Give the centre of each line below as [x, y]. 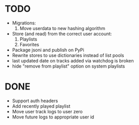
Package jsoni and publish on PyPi [48, 50]
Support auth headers [35, 101]
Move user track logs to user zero [47, 111]
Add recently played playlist [41, 106]
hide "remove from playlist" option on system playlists [68, 66]
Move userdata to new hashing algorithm [62, 28]
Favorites [29, 44]
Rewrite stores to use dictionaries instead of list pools [68, 55]
